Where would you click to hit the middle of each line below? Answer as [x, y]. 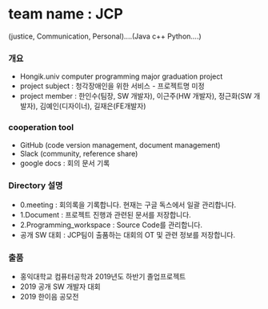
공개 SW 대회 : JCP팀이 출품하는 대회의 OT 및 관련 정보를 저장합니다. [128, 234]
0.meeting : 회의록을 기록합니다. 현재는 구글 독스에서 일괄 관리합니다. [128, 205]
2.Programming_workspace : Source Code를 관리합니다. [111, 225]
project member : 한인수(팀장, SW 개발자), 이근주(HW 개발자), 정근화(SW [136, 96]
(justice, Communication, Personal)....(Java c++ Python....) [105, 36]
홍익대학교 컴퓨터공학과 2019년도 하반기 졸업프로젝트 [103, 277]
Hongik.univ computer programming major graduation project [121, 76]
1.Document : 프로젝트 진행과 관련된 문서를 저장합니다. [106, 214]
